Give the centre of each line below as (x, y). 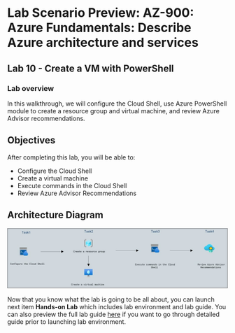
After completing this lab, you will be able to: (71, 157)
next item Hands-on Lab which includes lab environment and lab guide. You (117, 307)
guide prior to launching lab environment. (67, 322)
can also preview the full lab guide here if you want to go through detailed (114, 314)
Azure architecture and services (103, 43)
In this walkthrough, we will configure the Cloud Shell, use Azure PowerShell (117, 104)
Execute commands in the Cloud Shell (72, 185)
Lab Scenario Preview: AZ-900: (101, 13)
